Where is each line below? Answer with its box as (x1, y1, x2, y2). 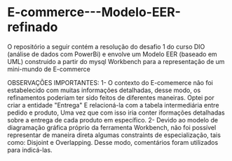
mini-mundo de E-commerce (7, 65, 91, 73)
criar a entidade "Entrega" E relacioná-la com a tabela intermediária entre (7, 101, 219, 109)
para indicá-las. (7, 146, 53, 154)
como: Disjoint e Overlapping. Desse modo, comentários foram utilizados (7, 138, 219, 146)
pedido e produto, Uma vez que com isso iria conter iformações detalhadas (7, 108, 226, 117)
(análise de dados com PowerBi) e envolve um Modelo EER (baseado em (7, 50, 217, 58)
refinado (7, 19, 58, 35)
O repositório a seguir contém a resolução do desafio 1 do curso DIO (7, 42, 205, 51)
